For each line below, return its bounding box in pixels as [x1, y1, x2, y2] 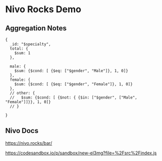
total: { [10, 46, 28, 51]
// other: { [10, 90, 36, 95]
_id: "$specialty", [10, 42, 51, 47]
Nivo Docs [5, 126, 39, 135]
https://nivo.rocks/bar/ [5, 140, 52, 146]
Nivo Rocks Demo [5, 4, 81, 15]
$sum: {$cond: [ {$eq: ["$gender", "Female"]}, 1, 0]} [14, 82, 133, 87]
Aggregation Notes [5, 24, 67, 33]
